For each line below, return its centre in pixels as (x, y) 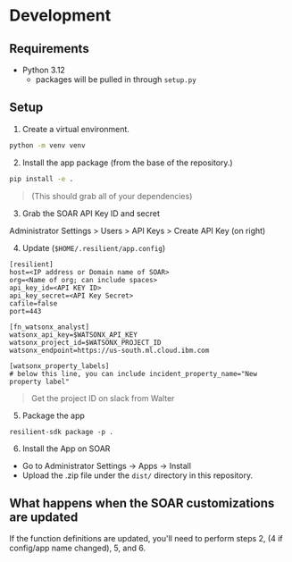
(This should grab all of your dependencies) (112, 196)
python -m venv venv (48, 145)
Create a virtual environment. (75, 129)
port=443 (25, 311)
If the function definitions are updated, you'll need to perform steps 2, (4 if (146, 539)
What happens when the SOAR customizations (142, 503)
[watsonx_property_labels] (59, 366)
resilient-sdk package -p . (62, 432)
